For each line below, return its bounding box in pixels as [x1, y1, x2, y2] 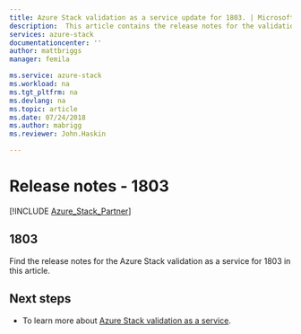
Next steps [9, 291, 72, 306]
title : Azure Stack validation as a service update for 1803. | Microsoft [9, 13, 295, 22]
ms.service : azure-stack [9, 71, 102, 81]
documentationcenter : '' [9, 38, 102, 48]
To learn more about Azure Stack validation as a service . [21, 315, 231, 326]
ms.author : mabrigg [9, 121, 82, 130]
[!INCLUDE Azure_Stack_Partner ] [9, 206, 132, 216]
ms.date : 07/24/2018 [9, 113, 87, 122]
